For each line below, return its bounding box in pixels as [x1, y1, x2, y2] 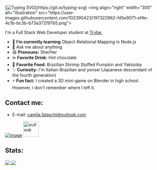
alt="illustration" [5, 10, 38, 16]
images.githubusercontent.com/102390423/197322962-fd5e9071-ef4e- [5, 15, 149, 20]
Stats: [5, 146, 24, 155]
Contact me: [5, 99, 44, 107]
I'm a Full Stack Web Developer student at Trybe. [5, 30, 103, 35]
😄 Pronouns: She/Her [12, 49, 57, 55]
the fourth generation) [12, 72, 57, 78]
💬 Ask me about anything [12, 44, 63, 50]
